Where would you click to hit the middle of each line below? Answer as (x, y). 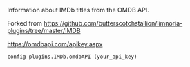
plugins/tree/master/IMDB (44, 31)
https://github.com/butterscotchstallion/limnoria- (113, 23)
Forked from (25, 23)
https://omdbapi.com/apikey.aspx (55, 44)
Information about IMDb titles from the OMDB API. (78, 10)
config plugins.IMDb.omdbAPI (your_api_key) (72, 57)
